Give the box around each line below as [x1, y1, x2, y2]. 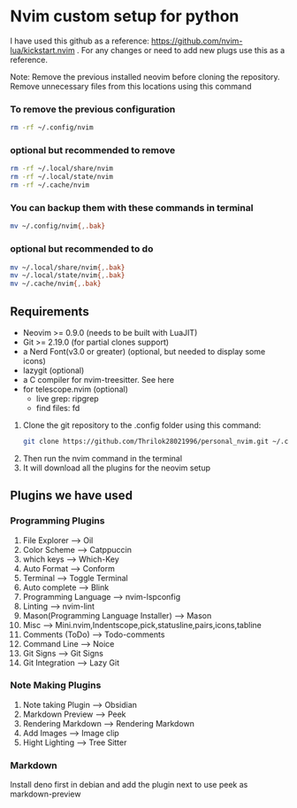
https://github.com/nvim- [150, 35, 243, 46]
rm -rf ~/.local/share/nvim [10, 164, 114, 174]
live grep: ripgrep [35, 392, 100, 404]
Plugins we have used [10, 488, 133, 503]
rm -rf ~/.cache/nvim [10, 181, 90, 190]
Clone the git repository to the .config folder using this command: [22, 419, 262, 431]
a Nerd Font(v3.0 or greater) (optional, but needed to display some [22, 346, 266, 356]
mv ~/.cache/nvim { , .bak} [10, 279, 102, 289]
